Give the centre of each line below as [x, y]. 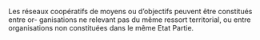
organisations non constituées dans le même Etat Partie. [101, 28]
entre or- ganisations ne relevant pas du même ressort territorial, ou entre [130, 20]
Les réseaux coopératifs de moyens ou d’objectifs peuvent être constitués [130, 11]
